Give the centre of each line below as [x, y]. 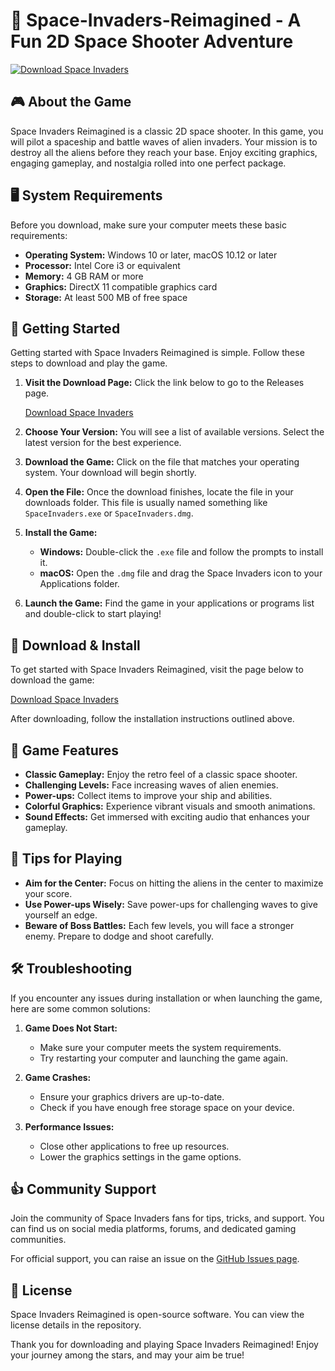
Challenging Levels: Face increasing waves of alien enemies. [151, 785]
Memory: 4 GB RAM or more [84, 276]
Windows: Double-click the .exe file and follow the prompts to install [181, 552]
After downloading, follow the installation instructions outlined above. [152, 719]
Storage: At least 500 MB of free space [106, 297]
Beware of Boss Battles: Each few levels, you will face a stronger [159, 925]
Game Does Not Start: [71, 1028]
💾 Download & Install [75, 645]
